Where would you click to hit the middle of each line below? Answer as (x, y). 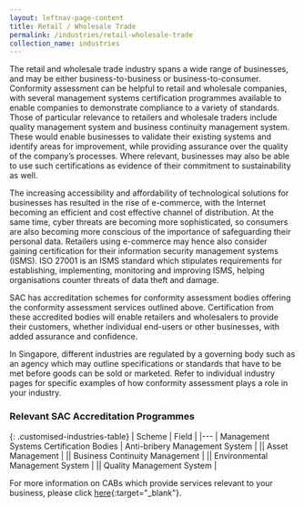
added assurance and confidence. (74, 337)
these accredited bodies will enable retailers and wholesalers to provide (144, 317)
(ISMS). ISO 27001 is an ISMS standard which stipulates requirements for (146, 261)
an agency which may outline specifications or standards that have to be (146, 364)
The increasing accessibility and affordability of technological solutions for (149, 193)
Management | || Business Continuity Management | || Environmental (139, 455)
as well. (24, 176)
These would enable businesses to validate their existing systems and (140, 137)
